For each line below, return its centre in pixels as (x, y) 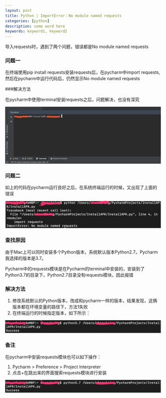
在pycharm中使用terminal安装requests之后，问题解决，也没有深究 (72, 99)
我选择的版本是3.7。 (26, 258)
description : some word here (35, 26)
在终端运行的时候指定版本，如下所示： (51, 313)
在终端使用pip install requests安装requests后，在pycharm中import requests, (83, 72)
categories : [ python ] (27, 21)
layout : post (19, 10)
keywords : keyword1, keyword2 (36, 31)
